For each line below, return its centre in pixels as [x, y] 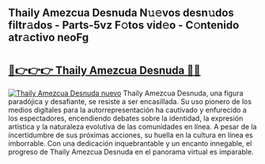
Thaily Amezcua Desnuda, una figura [183, 93]
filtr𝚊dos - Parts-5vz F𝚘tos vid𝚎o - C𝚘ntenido [124, 26]
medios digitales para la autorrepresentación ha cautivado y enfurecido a [127, 110]
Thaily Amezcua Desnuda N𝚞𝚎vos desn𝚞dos [121, 13]
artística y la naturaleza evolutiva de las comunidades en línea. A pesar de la [132, 127]
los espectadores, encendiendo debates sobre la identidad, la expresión [126, 118]
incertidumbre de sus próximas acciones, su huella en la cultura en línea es [131, 135]
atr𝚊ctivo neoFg [49, 37]
